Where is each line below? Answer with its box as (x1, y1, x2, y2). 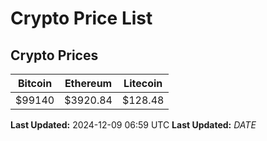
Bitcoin (17, 77, 53, 90)
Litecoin (123, 77, 163, 90)
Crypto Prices (10, 47, 99, 64)
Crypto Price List (10, 7, 153, 30)
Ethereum (64, 77, 113, 90)
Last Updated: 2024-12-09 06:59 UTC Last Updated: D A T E (10, 119, 257, 131)
